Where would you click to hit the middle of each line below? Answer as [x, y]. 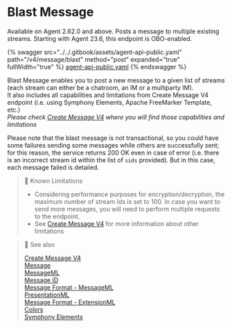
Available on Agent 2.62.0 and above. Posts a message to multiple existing [113, 31]
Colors [34, 309]
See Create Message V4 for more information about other [117, 223]
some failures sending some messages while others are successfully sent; [113, 145]
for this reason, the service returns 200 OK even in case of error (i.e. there [113, 153]
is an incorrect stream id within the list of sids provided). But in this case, [111, 159]
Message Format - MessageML [69, 287]
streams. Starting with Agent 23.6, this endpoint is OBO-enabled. [100, 38]
